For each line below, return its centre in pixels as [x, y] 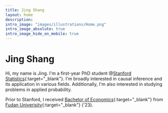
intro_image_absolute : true [35, 29]
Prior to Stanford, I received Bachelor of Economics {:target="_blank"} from [84, 99]
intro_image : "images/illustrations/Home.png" [56, 24]
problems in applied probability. [39, 89]
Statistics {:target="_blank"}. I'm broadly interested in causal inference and [84, 78]
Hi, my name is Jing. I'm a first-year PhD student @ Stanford [68, 73]
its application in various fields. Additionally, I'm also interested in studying [84, 84]
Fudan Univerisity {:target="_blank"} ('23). [49, 105]
